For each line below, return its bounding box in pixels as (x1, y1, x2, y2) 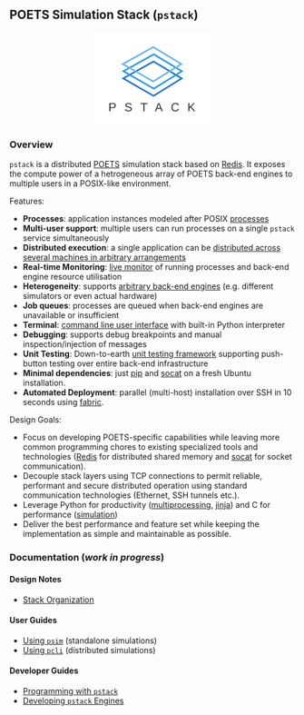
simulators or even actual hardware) (22, 291, 158, 302)
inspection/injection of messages (22, 339, 147, 350)
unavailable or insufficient (22, 310, 120, 321)
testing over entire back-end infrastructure (49, 358, 209, 369)
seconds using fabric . (22, 397, 104, 408)
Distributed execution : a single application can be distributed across (22, 243, 281, 253)
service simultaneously (22, 233, 110, 243)
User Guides (9, 615, 57, 626)
